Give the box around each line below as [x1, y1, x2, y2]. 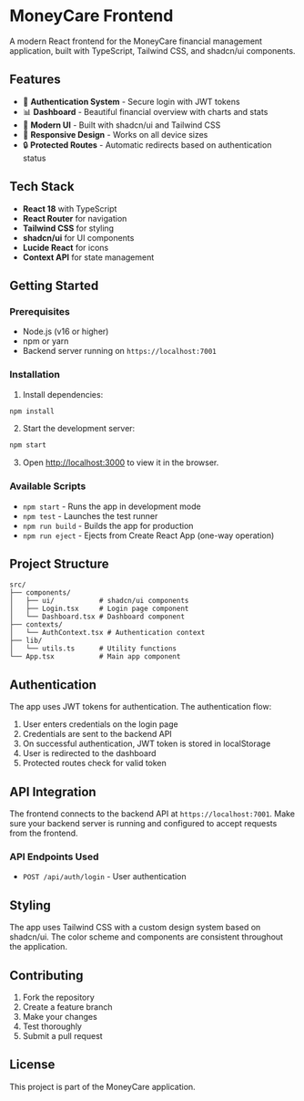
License [9, 1057, 56, 1073]
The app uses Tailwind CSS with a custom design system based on [9, 922, 261, 933]
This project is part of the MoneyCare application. [9, 1081, 196, 1092]
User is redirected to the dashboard [22, 748, 157, 759]
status [22, 152, 46, 163]
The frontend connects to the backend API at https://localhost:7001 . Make [9, 808, 296, 819]
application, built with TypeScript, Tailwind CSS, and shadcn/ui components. [9, 45, 296, 56]
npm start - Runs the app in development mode [22, 501, 202, 512]
